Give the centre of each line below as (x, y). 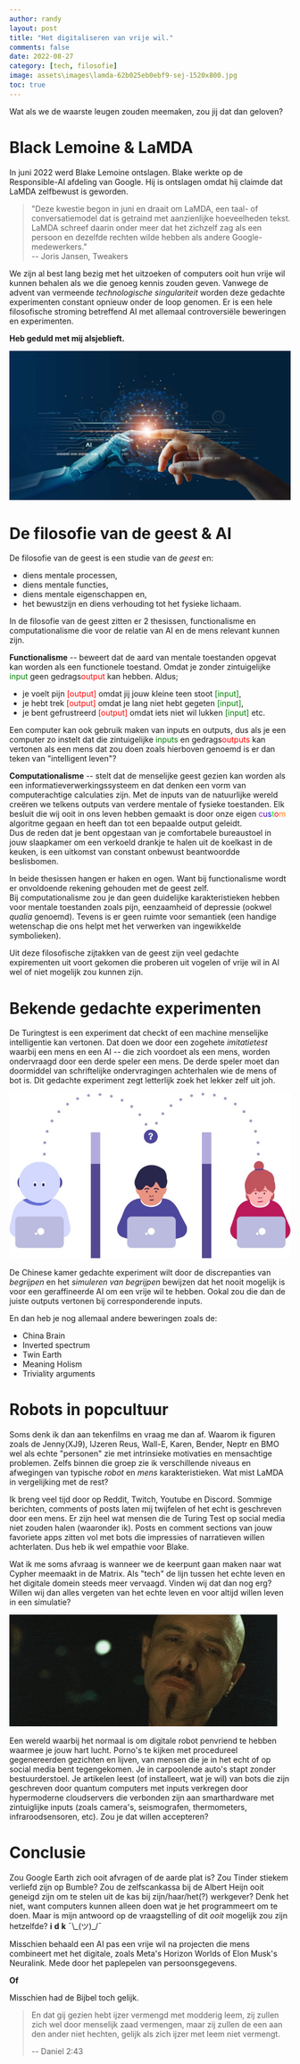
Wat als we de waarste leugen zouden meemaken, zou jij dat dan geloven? (146, 111)
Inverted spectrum (56, 1344)
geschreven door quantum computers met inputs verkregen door (129, 1788)
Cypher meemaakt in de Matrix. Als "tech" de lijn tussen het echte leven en (147, 1573)
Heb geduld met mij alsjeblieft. (67, 338)
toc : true (28, 85)
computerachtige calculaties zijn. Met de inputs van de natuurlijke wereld (144, 795)
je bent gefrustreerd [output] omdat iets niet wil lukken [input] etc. (144, 713)
